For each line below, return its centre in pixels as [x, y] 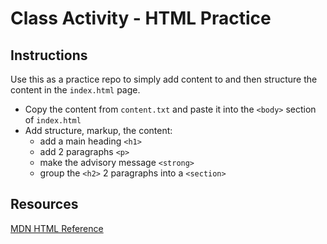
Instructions [49, 55]
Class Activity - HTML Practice [141, 18]
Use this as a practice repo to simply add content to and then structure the [164, 79]
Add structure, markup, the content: [98, 130]
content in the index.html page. [75, 90]
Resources [44, 204]
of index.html [53, 120]
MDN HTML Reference [57, 228]
